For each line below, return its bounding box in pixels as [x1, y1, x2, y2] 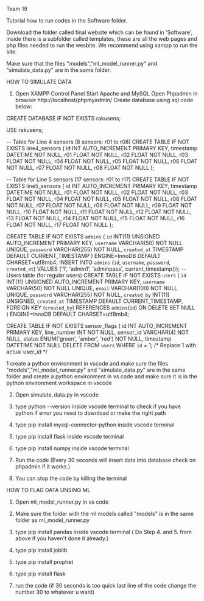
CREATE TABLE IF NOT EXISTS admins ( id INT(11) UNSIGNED [6, 233, 160, 240]
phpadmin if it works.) [15, 463, 71, 470]
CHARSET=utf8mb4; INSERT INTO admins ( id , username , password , [6, 259, 171, 266]
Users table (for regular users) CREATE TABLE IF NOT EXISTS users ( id [6, 272, 187, 279]
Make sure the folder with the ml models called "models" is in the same [15, 510, 194, 517]
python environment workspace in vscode [6, 380, 113, 386]
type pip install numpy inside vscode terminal [15, 445, 129, 452]
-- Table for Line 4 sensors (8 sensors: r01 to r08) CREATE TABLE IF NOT [6, 138, 190, 145]
